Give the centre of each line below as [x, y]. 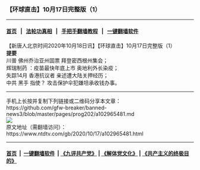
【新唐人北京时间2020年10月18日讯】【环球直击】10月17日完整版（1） [91, 45]
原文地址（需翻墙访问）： [36, 127]
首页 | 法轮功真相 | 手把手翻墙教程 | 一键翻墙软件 [72, 31]
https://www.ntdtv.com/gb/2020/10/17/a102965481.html [75, 133]
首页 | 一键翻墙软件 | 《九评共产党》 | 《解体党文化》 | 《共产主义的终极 [95, 153]
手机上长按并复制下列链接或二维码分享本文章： [63, 101]
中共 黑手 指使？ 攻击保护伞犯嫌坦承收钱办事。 [63, 83]
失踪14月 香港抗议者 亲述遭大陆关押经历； [57, 75]
